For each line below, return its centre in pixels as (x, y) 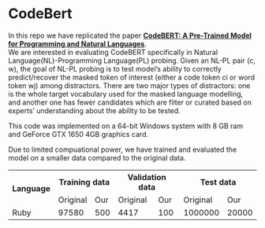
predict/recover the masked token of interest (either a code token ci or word (131, 77)
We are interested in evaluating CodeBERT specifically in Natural (113, 52)
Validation (147, 177)
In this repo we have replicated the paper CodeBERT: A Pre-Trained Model (130, 35)
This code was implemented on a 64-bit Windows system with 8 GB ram (125, 126)
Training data (84, 182)
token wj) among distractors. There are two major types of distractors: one (129, 85)
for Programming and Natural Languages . (78, 43)
